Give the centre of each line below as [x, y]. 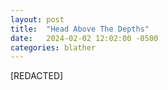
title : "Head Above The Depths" [80, 29]
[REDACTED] [37, 76]
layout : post [37, 19]
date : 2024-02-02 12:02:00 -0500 [84, 38]
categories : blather [53, 47]
